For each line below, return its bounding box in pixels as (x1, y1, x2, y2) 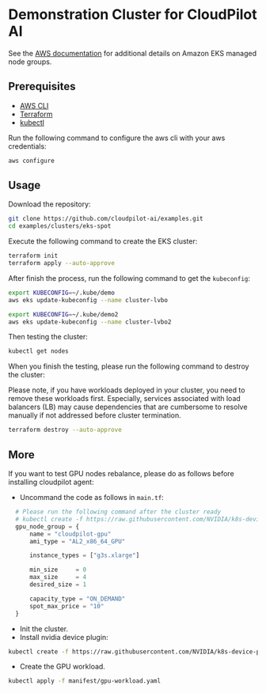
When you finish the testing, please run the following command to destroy (8, 362, 249, 371)
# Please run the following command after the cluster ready (15, 508, 222, 516)
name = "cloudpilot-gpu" (28, 530, 112, 538)
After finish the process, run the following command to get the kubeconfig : (8, 273, 251, 282)
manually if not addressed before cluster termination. (8, 411, 182, 420)
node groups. (8, 57, 52, 66)
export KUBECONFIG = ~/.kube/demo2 (8, 310, 119, 318)
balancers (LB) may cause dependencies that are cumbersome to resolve (8, 402, 248, 412)
